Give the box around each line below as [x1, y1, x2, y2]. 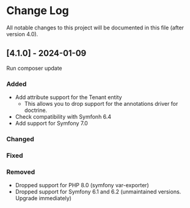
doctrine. [24, 106, 48, 114]
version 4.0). [6, 30, 38, 37]
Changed [6, 135, 35, 143]
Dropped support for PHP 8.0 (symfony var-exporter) [15, 182, 150, 189]
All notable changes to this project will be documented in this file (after [6, 24, 185, 31]
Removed [6, 168, 35, 176]
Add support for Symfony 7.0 [15, 120, 88, 127]
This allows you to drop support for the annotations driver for [24, 100, 178, 108]
